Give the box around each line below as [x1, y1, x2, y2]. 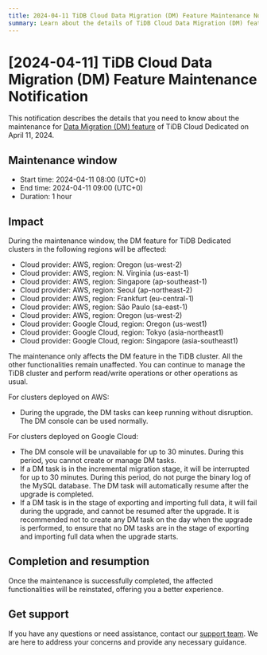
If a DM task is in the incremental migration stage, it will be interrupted [19, 464, 250, 474]
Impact [8, 214, 44, 228]
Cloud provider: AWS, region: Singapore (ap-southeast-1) [19, 277, 208, 287]
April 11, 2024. [8, 131, 55, 140]
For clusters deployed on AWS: [8, 392, 110, 402]
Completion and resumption [8, 555, 149, 568]
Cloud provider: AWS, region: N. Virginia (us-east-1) [19, 269, 189, 278]
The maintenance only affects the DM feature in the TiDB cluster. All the [8, 351, 243, 361]
